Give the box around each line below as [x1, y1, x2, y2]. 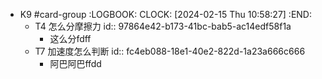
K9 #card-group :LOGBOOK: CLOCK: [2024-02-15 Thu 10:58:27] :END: [19, 9, 313, 20]
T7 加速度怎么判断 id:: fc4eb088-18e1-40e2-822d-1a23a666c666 [34, 45, 306, 57]
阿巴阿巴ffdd [49, 58, 102, 69]
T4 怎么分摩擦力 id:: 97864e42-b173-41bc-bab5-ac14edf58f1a [34, 20, 292, 32]
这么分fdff [49, 33, 92, 44]
